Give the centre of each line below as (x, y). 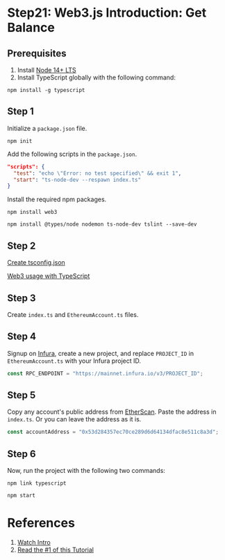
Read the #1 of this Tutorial (55, 550)
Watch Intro (34, 543)
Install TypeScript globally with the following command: (96, 77)
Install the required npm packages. (57, 199)
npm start (22, 496)
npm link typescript (37, 483)
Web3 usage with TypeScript (49, 276)
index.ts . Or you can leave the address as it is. (74, 419)
